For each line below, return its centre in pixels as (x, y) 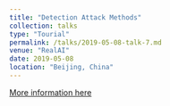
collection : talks (43, 26)
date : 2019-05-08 (42, 59)
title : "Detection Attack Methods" (76, 17)
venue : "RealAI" (39, 51)
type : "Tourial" (39, 34)
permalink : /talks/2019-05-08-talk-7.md (86, 42)
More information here (51, 92)
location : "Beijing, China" (62, 68)
